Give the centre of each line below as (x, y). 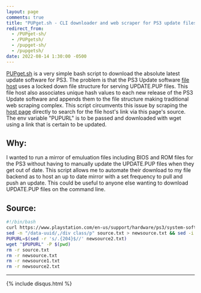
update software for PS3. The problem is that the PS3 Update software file (98, 80)
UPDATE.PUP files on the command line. (56, 189)
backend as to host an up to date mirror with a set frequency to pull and (95, 177)
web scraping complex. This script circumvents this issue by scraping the (97, 105)
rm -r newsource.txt (32, 255)
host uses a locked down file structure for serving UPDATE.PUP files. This (97, 86)
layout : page (22, 12)
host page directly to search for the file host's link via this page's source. (96, 111)
